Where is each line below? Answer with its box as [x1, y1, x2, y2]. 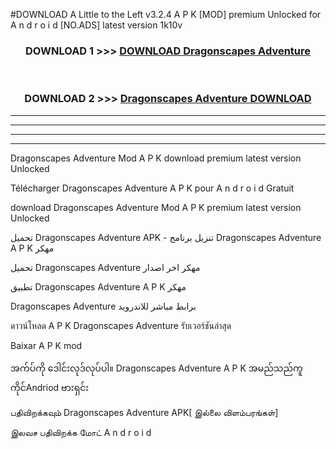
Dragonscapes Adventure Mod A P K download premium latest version [10, 152, 302, 164]
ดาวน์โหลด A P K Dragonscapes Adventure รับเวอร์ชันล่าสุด [10, 319, 232, 331]
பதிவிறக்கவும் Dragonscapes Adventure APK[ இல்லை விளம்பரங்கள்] [10, 406, 279, 418]
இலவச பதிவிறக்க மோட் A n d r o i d [10, 426, 152, 438]
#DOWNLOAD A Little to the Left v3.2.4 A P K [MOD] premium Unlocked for [10, 9, 322, 20]
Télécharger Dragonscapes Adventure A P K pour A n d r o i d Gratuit [10, 182, 295, 194]
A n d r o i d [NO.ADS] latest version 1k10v [10, 19, 183, 31]
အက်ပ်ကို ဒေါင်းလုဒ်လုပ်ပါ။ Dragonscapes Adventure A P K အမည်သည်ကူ [10, 362, 303, 374]
